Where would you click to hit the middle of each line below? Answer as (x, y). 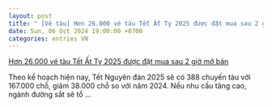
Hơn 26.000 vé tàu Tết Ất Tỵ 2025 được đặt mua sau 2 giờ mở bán (119, 62)
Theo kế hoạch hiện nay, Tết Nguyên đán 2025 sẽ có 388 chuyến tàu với (130, 77)
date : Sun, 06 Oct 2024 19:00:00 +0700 (76, 31)
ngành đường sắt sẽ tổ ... (50, 95)
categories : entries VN (49, 39)
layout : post (30, 16)
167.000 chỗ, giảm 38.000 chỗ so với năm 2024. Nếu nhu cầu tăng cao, (127, 86)
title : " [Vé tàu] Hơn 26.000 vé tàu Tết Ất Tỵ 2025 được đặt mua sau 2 (134, 24)
